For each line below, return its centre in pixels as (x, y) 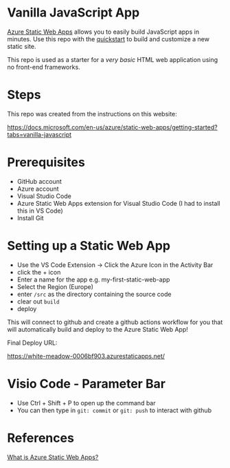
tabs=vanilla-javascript (39, 134)
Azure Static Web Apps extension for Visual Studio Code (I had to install (119, 203)
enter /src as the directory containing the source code (94, 294)
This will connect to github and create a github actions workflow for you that (115, 322)
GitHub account (39, 181)
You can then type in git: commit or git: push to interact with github (114, 410)
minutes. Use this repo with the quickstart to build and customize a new (108, 39)
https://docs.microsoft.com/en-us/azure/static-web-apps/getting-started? (112, 127)
